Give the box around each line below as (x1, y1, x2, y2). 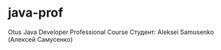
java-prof (8, 5, 64, 21)
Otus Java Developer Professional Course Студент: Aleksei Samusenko (8, 28, 214, 36)
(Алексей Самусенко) (8, 35, 73, 43)
